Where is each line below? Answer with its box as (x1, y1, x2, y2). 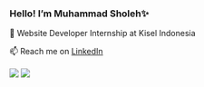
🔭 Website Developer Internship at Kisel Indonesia (9, 28, 197, 39)
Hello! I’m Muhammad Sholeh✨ (9, 7, 150, 20)
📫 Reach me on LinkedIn (9, 46, 103, 57)
